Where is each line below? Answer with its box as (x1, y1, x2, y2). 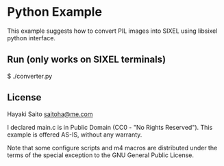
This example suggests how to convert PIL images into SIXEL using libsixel (7, 27, 218, 35)
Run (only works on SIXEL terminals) (7, 54, 166, 66)
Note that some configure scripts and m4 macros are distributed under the (7, 143, 218, 152)
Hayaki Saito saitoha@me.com (7, 110, 94, 118)
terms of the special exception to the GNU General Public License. (7, 151, 194, 159)
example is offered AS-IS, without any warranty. (7, 130, 142, 139)
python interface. (7, 33, 56, 42)
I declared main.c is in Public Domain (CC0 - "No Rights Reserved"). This (7, 123, 213, 131)
